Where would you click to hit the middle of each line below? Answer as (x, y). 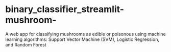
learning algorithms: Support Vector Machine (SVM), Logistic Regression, (82, 39)
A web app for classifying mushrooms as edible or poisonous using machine (86, 34)
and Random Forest (26, 44)
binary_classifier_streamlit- (65, 9)
